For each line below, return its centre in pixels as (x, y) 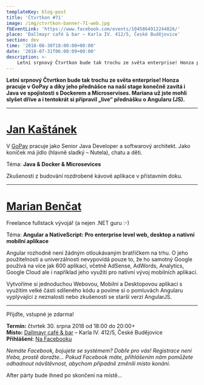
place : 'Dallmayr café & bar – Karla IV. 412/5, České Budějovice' (93, 35)
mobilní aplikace (27, 241)
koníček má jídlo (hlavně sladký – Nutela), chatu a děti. (74, 153)
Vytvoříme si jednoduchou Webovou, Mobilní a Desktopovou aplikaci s (94, 284)
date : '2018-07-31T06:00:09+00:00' (51, 52)
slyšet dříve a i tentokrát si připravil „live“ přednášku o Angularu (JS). (96, 99)
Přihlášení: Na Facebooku (39, 339)
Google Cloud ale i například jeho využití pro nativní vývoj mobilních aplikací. (102, 272)
